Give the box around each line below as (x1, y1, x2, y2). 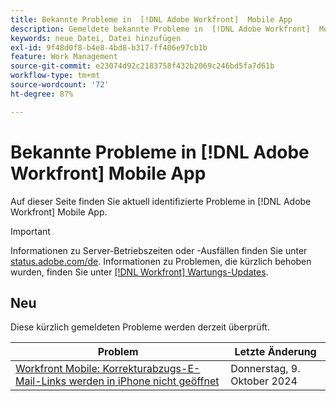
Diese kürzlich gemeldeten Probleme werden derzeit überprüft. (10, 321, 270, 333)
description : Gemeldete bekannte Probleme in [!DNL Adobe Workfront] (10, 24, 311, 34)
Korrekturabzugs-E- (102, 362, 201, 376)
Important (10, 225, 51, 237)
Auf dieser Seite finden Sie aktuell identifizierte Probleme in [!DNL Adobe (10, 195, 312, 207)
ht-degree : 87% (10, 89, 74, 99)
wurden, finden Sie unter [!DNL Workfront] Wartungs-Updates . (10, 266, 269, 278)
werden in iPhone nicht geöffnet (68, 374, 220, 388)
